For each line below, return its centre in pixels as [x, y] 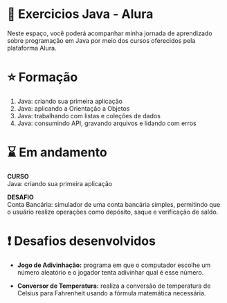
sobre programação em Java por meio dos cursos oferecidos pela [101, 40]
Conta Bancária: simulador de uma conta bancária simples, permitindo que [114, 204]
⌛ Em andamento [57, 153]
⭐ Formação [43, 77]
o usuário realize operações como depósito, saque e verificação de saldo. [113, 212]
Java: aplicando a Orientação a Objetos [73, 108]
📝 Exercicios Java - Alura [80, 14]
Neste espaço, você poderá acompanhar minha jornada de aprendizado [110, 33]
